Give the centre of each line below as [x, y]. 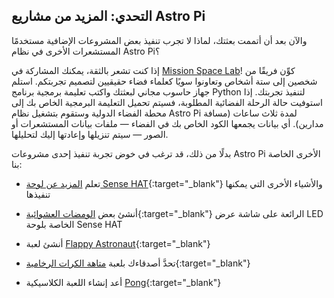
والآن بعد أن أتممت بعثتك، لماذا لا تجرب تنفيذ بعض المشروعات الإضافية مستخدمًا [159, 40]
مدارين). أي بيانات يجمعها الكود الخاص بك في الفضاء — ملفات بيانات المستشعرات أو [167, 123]
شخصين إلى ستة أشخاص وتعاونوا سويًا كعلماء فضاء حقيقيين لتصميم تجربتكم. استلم [164, 81]
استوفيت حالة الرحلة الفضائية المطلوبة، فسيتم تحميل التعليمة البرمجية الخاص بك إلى [167, 102]
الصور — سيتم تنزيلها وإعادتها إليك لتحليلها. [90, 134]
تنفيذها [38, 194]
